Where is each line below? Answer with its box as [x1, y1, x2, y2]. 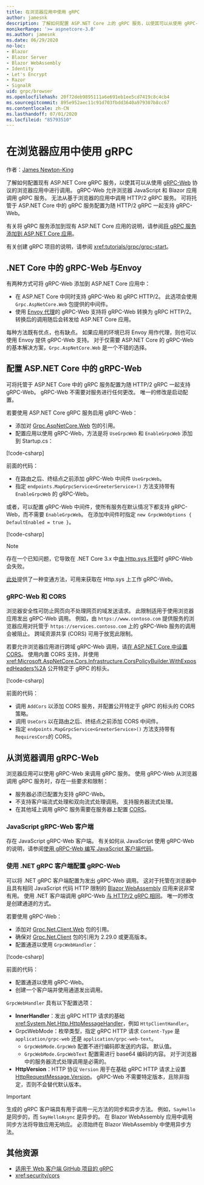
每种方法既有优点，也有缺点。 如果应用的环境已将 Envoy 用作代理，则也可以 [6, 329, 196, 336]
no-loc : [6, 43, 26, 49]
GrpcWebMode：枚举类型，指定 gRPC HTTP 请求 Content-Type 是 [15, 1027, 180, 1034]
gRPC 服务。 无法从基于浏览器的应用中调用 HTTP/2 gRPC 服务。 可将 [18, 194, 192, 202]
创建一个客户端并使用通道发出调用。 [15, 986, 106, 994]
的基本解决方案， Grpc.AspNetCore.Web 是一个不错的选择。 [6, 344, 150, 351]
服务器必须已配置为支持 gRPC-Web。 [15, 790, 109, 797]
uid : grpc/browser [6, 88, 53, 94]
